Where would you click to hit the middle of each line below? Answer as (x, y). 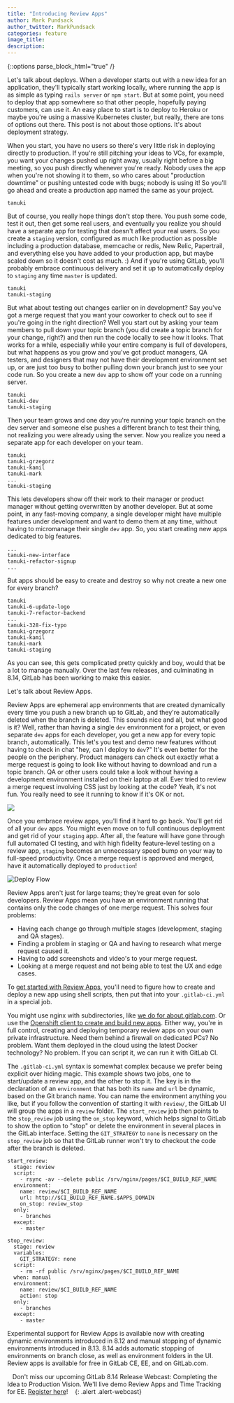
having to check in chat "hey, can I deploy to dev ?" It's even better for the (112, 750)
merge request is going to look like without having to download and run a (112, 764)
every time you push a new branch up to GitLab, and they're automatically (114, 712)
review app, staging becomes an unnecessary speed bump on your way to (115, 851)
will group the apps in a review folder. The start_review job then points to (113, 1111)
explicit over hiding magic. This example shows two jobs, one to (99, 1074)
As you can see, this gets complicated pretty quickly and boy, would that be (116, 663)
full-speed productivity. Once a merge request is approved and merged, (111, 858)
